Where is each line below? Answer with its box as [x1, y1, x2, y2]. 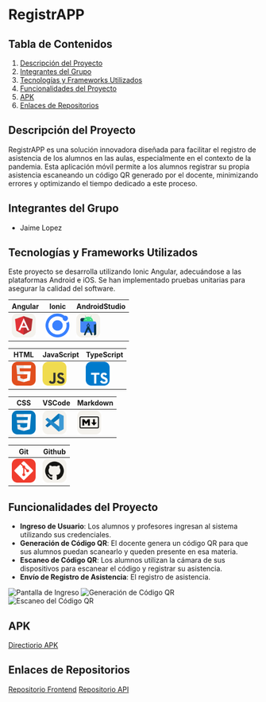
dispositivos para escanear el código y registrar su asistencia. [19, 564, 222, 574]
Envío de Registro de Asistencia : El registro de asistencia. [19, 572, 211, 582]
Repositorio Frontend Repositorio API [8, 684, 129, 694]
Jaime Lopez [19, 223, 62, 232]
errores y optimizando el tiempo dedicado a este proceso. [8, 178, 199, 188]
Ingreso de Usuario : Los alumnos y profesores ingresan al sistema [19, 521, 238, 531]
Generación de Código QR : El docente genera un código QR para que [19, 539, 249, 548]
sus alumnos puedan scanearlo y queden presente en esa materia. [19, 547, 238, 556]
